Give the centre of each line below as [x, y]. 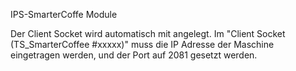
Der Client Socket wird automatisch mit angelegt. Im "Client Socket [148, 33]
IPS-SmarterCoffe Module [64, 14]
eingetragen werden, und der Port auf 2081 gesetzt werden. [134, 55]
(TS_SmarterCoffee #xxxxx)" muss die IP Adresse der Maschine [142, 44]
